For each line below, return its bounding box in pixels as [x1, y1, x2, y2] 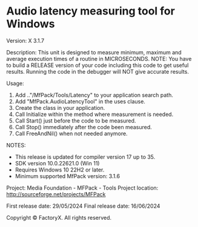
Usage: [6, 80, 24, 87]
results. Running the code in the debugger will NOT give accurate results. [6, 68, 190, 75]
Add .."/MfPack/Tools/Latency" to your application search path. [15, 91, 174, 98]
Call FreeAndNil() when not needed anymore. [15, 130, 128, 137]
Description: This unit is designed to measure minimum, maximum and [6, 48, 182, 56]
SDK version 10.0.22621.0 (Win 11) [15, 159, 100, 167]
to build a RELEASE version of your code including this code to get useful [6, 62, 189, 69]
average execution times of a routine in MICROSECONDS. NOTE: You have [6, 55, 192, 62]
